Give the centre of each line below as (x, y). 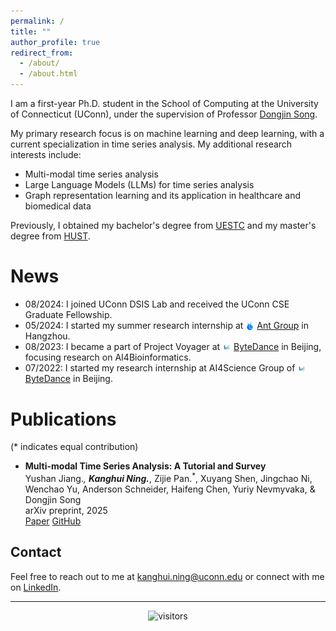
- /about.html (48, 74)
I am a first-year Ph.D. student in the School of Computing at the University (164, 103)
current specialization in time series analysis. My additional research (151, 144)
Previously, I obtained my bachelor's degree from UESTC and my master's (163, 225)
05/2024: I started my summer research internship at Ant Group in (167, 325)
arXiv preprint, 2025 (66, 511)
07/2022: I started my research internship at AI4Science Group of (160, 368)
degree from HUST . (50, 236)
